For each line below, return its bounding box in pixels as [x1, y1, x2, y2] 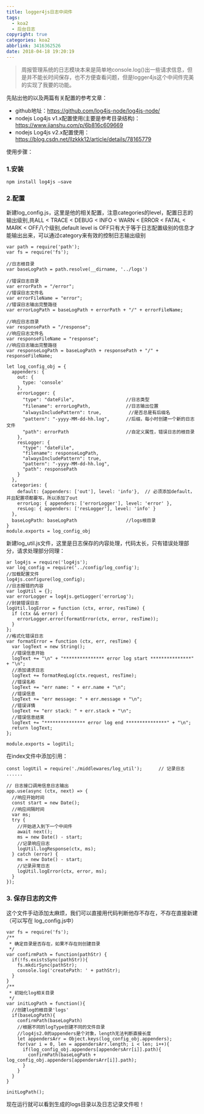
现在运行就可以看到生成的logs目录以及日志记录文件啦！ [6, 1100, 144, 1107]
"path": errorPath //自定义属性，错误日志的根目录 [22, 429, 195, 435]
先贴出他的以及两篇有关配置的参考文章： [6, 94, 107, 101]
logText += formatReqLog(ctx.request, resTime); [12, 673, 137, 679]
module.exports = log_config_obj [6, 528, 91, 535]
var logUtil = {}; [6, 588, 53, 595]
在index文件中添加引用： [6, 752, 68, 760]
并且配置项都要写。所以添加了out [6, 495, 78, 502]
